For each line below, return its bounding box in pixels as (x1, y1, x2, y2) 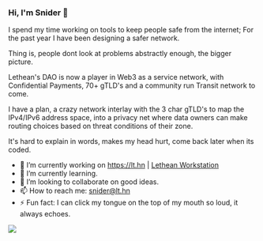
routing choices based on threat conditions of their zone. (8, 122, 193, 131)
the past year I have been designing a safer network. (8, 33, 180, 43)
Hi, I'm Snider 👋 (8, 7, 69, 18)
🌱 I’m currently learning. (19, 169, 98, 179)
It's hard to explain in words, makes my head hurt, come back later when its (8, 137, 254, 146)
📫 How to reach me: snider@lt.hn (19, 186, 130, 196)
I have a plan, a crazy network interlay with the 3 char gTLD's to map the (8, 104, 245, 114)
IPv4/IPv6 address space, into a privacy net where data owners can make (8, 113, 249, 122)
